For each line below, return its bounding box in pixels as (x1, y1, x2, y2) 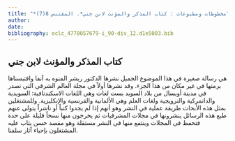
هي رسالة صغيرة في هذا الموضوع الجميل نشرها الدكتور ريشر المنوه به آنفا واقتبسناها (8, 74, 227, 82)
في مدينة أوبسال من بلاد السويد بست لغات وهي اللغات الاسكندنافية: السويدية (8, 89, 206, 98)
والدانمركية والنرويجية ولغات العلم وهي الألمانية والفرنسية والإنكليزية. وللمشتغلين (8, 96, 215, 105)
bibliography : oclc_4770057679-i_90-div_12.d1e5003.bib (8, 29, 174, 37)
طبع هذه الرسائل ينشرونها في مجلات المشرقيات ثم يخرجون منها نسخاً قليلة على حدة (8, 111, 227, 119)
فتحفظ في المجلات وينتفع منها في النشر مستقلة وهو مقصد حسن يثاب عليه (8, 119, 201, 127)
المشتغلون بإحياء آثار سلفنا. (8, 126, 79, 135)
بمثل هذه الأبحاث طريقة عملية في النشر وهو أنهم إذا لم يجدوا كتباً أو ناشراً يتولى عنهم (8, 104, 226, 112)
